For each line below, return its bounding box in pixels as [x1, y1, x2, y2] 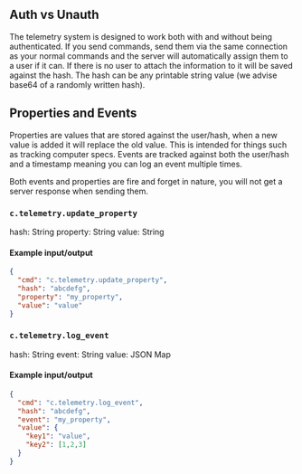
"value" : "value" [17, 300, 83, 310]
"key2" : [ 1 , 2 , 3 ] [25, 441, 88, 450]
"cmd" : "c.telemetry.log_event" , [17, 398, 144, 407]
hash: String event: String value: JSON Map [9, 348, 172, 360]
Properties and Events [9, 106, 137, 121]
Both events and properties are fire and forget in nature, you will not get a [9, 175, 283, 186]
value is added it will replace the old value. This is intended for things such [9, 139, 288, 150]
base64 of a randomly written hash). [9, 79, 146, 90]
